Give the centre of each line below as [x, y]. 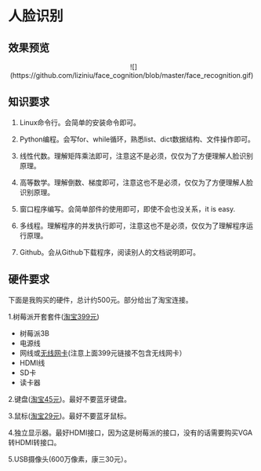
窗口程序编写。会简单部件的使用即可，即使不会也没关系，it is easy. [127, 208]
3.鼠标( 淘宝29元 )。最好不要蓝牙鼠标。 [69, 416]
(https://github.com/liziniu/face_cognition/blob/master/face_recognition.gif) [132, 75]
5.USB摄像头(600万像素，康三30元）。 [70, 459]
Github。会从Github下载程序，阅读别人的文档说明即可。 [109, 252]
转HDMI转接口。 [34, 442]
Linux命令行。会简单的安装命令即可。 [80, 122]
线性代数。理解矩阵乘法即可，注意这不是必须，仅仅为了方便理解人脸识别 [136, 156]
